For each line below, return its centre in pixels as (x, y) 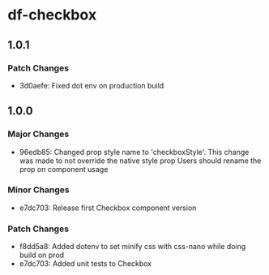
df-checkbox (52, 15)
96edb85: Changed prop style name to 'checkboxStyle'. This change (134, 152)
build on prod (42, 255)
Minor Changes (38, 190)
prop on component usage (64, 169)
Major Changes (38, 134)
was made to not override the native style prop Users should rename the (140, 161)
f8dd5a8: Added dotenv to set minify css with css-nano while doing (132, 247)
